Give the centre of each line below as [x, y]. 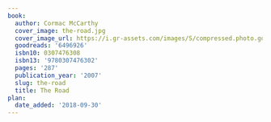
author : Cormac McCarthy [57, 23]
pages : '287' [37, 68]
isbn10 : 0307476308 [48, 53]
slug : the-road [40, 83]
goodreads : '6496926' [51, 46]
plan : [17, 98]
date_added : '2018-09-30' [59, 105]
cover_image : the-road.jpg [60, 31]
